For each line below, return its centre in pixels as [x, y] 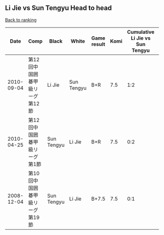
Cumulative [141, 32]
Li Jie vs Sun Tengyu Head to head [59, 8]
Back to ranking [21, 20]
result [98, 44]
